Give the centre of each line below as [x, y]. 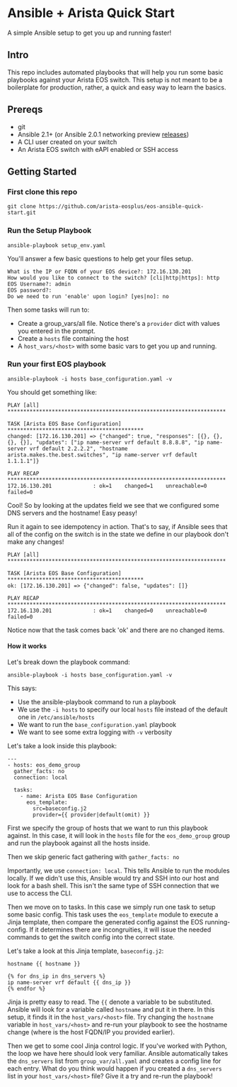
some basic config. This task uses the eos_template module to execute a [113, 914]
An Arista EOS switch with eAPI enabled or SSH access [98, 149]
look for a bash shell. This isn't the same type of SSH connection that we [113, 886]
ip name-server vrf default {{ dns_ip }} [69, 983]
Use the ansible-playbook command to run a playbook [97, 702]
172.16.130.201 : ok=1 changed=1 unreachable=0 [107, 486]
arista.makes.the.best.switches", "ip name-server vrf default [103, 455]
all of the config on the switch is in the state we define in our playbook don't [118, 534]
